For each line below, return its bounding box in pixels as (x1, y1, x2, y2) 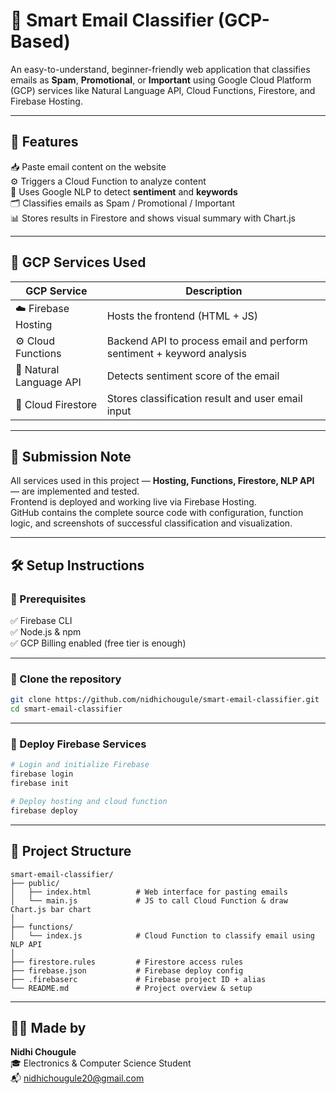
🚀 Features (10, 134, 79, 151)
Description (185, 284, 243, 298)
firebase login (10, 769, 74, 779)
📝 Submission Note (10, 448, 132, 465)
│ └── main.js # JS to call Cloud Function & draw (10, 895, 288, 906)
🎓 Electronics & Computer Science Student (10, 1057, 192, 1069)
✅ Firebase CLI (10, 615, 73, 627)
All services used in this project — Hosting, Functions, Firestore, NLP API (10, 475, 315, 487)
